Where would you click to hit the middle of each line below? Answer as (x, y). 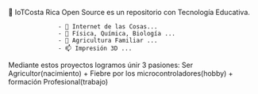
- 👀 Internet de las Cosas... (108, 27)
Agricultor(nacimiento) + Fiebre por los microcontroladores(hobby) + (121, 73)
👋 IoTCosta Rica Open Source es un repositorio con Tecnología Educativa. (129, 12)
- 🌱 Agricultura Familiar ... (108, 40)
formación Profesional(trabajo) (58, 82)
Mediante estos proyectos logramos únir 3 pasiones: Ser (100, 65)
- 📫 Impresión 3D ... (95, 48)
